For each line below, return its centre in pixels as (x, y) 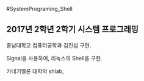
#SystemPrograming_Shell (40, 9)
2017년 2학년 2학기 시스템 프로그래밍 (73, 30)
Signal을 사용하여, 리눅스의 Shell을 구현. (54, 58)
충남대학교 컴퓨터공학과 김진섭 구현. (49, 45)
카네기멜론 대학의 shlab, (35, 71)
